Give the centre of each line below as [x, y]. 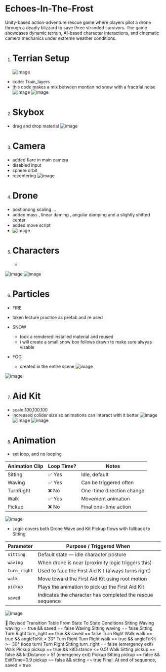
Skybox [28, 112]
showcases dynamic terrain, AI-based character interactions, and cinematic [82, 33]
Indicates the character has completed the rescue [95, 595]
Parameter [20, 546]
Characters [36, 250]
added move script [31, 225]
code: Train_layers [31, 81]
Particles [31, 294]
